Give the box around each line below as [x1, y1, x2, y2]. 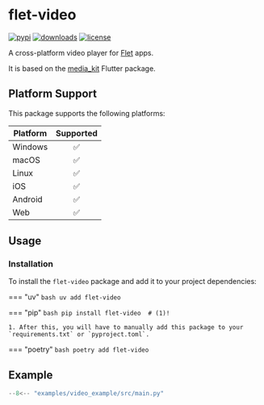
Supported [55, 127, 98, 139]
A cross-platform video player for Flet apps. [8, 48, 154, 57]
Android [12, 194, 43, 205]
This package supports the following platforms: [8, 108, 166, 118]
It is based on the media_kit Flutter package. [8, 63, 156, 73]
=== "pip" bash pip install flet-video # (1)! [8, 308, 170, 318]
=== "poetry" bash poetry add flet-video [8, 344, 149, 354]
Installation [8, 258, 54, 269]
